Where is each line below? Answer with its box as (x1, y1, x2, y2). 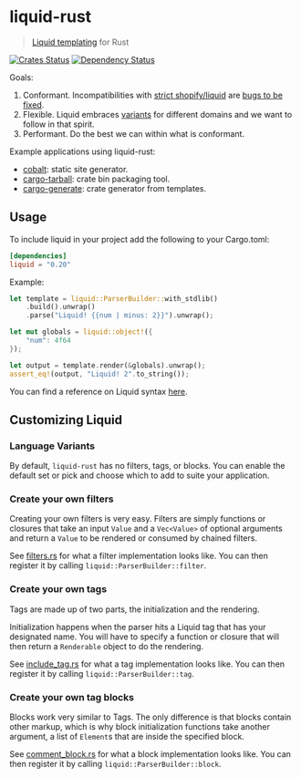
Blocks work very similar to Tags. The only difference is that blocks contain (9, 711, 292, 722)
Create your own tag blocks (9, 690, 135, 703)
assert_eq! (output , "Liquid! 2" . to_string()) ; (9, 369, 190, 379)
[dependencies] (9, 251, 67, 261)
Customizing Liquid (9, 412, 123, 428)
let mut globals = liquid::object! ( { (9, 327, 153, 337)
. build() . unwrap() (26, 303, 96, 312)
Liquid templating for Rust (31, 36, 130, 47)
